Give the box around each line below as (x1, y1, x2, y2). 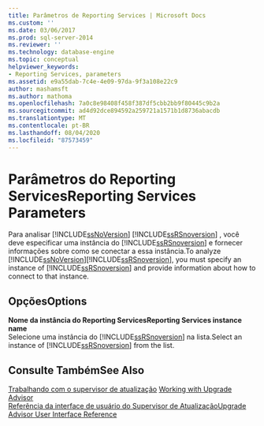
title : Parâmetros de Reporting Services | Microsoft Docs (8, 11, 206, 20)
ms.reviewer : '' (8, 41, 61, 49)
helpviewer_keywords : (8, 63, 80, 71)
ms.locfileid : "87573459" (8, 136, 93, 144)
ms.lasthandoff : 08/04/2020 (8, 129, 101, 136)
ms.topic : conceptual (8, 56, 80, 64)
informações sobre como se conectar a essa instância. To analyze (8, 246, 221, 256)
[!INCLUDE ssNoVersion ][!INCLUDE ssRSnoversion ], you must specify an (8, 255, 242, 264)
